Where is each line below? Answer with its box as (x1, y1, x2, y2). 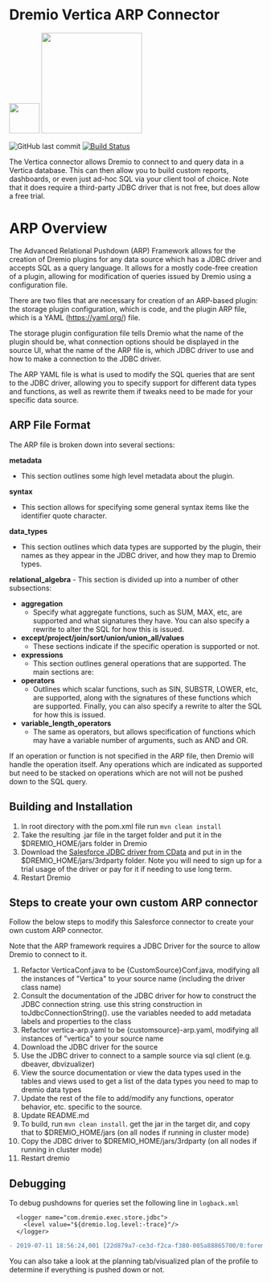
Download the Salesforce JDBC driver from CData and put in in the (20, 847, 242, 857)
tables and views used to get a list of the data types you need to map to (20, 1076, 258, 1087)
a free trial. (9, 191, 45, 200)
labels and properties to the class (20, 1017, 132, 1026)
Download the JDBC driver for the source (20, 1042, 158, 1052)
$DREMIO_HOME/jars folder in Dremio (20, 838, 148, 848)
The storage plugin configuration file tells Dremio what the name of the (9, 328, 244, 338)
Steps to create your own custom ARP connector (9, 895, 258, 910)
